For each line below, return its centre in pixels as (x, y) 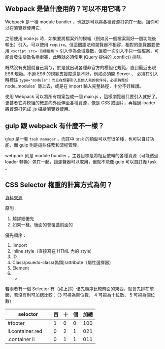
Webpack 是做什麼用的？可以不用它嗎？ (66, 9)
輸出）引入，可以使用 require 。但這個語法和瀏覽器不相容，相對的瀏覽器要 (81, 44)
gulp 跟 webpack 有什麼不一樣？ (55, 126)
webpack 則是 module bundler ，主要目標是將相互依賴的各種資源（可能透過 (82, 155)
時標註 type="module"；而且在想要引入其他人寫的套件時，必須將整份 (67, 80)
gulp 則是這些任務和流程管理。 (50, 145)
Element (21, 268)
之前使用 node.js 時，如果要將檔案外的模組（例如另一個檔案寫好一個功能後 (81, 38)
